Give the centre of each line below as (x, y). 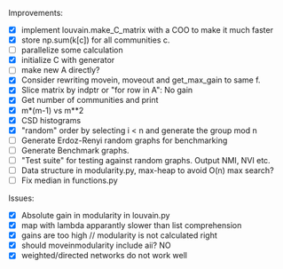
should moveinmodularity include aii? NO (96, 245)
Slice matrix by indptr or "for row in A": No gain (107, 90)
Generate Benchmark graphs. (75, 150)
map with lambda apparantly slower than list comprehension (131, 225)
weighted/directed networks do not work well (104, 256)
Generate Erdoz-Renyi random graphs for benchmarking (124, 140)
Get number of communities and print (90, 100)
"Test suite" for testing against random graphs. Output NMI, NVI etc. (146, 160)
